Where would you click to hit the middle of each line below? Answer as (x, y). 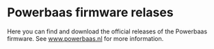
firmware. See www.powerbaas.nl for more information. (85, 38)
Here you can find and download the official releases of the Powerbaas (107, 31)
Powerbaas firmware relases (90, 13)
